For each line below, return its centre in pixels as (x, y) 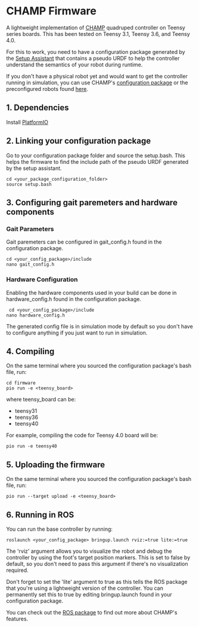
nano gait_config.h (30, 264)
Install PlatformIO (27, 122)
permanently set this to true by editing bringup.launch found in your (89, 594)
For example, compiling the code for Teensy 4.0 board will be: (82, 436)
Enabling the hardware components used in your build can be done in (91, 293)
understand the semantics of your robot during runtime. (74, 65)
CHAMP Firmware (51, 11)
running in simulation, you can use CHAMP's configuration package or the (97, 83)
